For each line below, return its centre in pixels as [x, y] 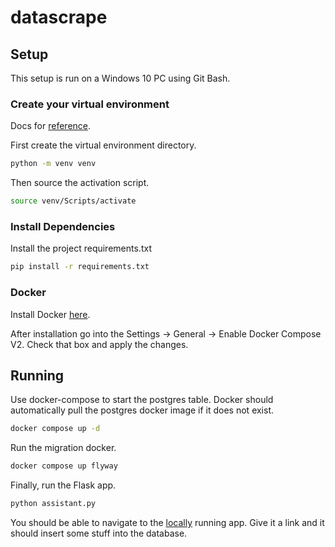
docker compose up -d [55, 429]
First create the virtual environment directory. [103, 145]
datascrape [59, 17]
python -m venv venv [53, 164]
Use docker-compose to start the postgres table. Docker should [142, 400]
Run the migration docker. [63, 448]
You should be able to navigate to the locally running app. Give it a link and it [167, 522]
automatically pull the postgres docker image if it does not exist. [142, 410]
